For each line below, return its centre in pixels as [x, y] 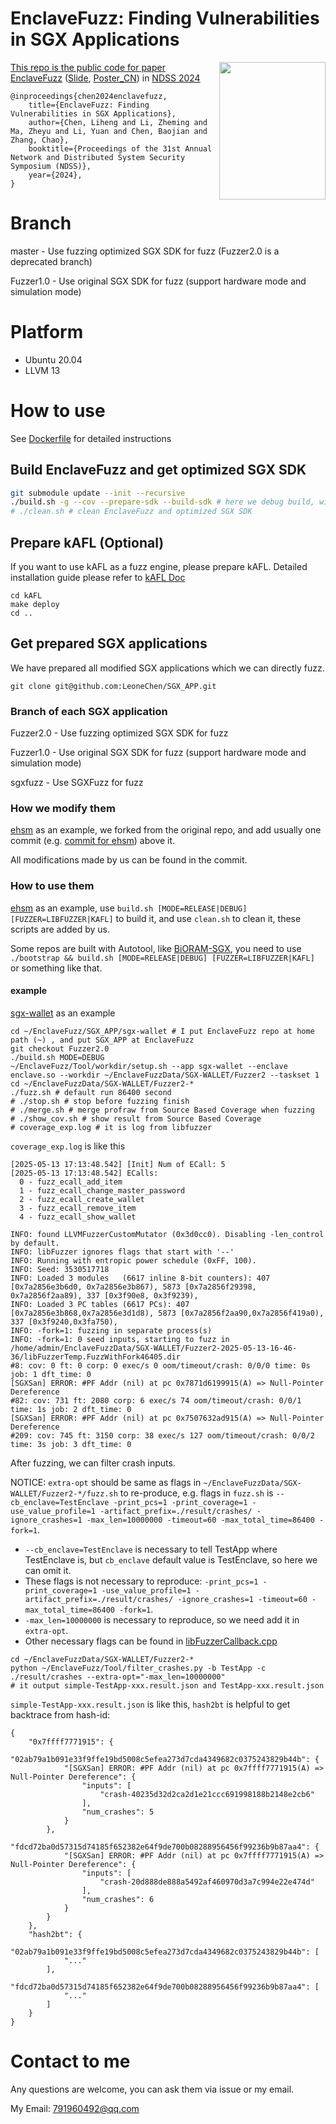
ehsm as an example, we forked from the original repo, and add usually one [166, 830]
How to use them [52, 886]
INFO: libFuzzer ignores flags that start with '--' [122, 1252]
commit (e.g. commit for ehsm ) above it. [93, 841]
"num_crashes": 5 [118, 1812]
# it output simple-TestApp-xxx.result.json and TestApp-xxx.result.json [167, 1685]
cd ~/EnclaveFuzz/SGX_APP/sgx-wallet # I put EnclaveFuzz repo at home [162, 1031]
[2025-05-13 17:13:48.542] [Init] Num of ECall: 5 [118, 1164]
